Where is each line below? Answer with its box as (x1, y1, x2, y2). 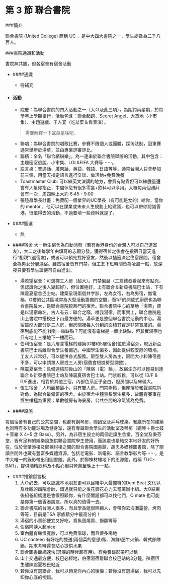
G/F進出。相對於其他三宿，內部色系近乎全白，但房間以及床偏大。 (20, 379, 156, 385)
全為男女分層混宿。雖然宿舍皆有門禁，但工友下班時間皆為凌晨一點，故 (12, 261, 158, 267)
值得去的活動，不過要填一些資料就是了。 (33, 210, 117, 216)
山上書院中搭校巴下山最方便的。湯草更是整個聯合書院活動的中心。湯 (20, 316, 161, 322)
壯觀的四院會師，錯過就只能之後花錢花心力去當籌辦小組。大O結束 (24, 486, 160, 492)
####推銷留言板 (12, 474, 46, 480)
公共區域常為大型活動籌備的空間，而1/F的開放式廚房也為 (41, 297, 157, 303)
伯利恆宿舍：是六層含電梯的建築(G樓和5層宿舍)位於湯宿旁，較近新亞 (20, 341, 162, 347)
